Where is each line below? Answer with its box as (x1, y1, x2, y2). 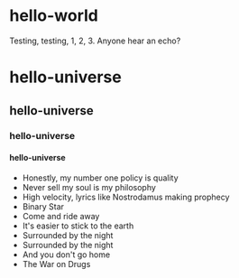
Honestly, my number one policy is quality (22, 172, 179, 183)
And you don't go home (22, 249, 111, 260)
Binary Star (22, 200, 65, 212)
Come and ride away (22, 210, 100, 221)
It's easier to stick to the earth (22, 220, 134, 231)
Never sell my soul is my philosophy (22, 181, 156, 192)
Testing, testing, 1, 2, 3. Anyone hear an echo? (9, 35, 181, 46)
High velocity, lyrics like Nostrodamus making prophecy (22, 191, 230, 202)
